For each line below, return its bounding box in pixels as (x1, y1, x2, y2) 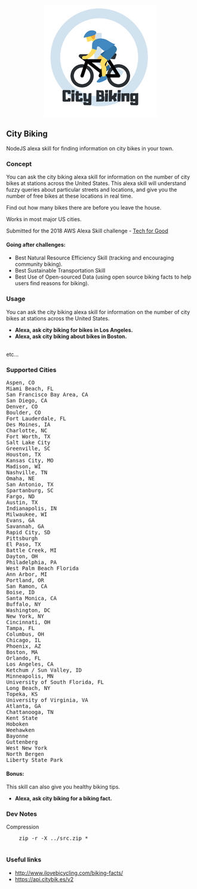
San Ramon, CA (6, 583, 48, 589)
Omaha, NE (6, 475, 35, 482)
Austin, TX (6, 499, 38, 506)
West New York (6, 745, 48, 751)
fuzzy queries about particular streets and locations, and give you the (6, 186, 177, 193)
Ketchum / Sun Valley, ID (6, 667, 82, 673)
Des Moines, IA (6, 421, 51, 428)
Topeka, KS (6, 691, 38, 697)
